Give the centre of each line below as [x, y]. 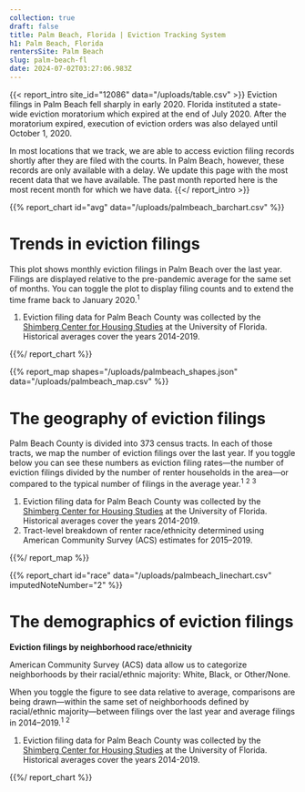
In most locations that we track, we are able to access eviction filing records [152, 150]
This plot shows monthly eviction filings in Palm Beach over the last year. [146, 269]
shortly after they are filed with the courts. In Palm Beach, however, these [147, 160]
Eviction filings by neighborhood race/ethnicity [101, 647]
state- [270, 104]
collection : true [42, 18]
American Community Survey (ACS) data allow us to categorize [128, 665]
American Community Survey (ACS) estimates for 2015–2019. [137, 540]
